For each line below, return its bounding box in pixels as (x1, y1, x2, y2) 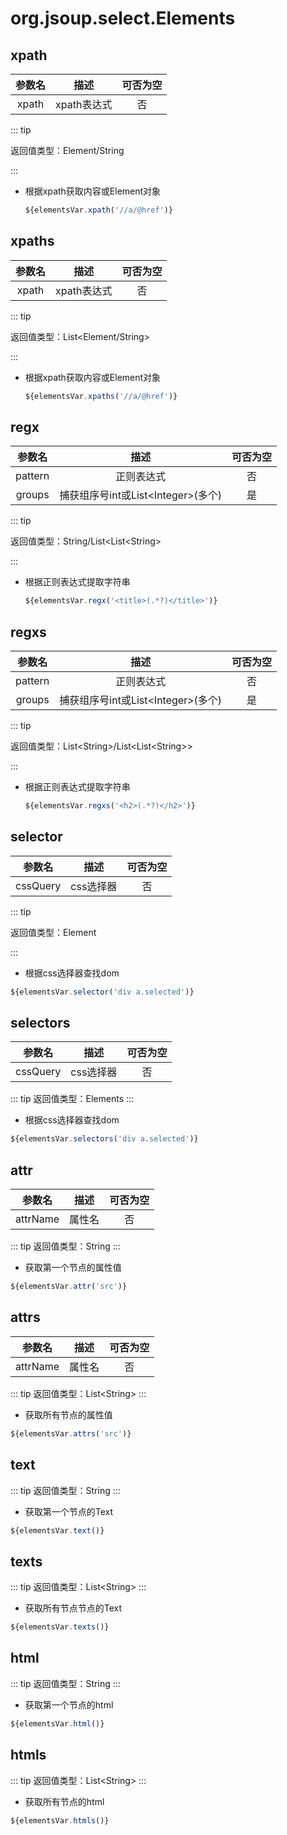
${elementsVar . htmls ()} (10, 1815, 110, 1826)
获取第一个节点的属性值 (24, 1262, 122, 1274)
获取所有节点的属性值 (24, 1408, 113, 1421)
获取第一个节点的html (24, 1698, 114, 1711)
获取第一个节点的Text (24, 1505, 114, 1517)
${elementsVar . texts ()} (10, 1622, 110, 1632)
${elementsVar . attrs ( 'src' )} (10, 1428, 132, 1439)
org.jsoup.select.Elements (10, 7, 236, 30)
